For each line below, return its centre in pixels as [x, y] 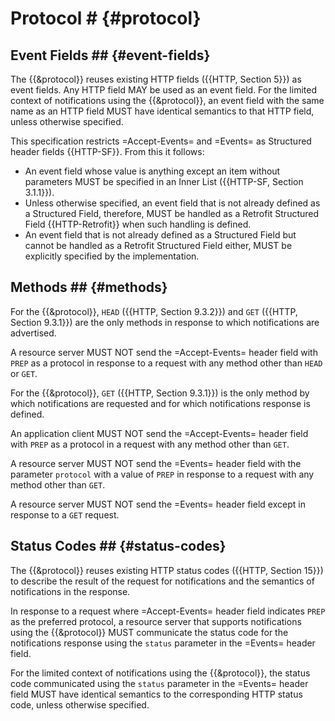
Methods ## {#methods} [89, 287]
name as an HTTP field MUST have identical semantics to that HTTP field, [162, 111]
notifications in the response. [70, 591]
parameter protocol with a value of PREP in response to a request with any [162, 474]
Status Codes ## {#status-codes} [118, 546]
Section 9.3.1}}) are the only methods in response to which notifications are [165, 322]
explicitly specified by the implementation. [112, 256]
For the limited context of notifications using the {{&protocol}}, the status [160, 673]
